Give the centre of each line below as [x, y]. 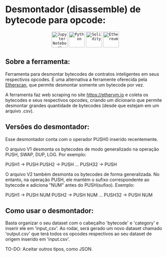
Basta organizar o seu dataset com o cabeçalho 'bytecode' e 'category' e [82, 223]
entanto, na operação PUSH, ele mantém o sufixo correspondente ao [77, 180]
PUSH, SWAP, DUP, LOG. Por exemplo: [46, 154]
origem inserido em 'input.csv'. [38, 239]
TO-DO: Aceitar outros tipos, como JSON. [49, 249]
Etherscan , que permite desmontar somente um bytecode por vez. [75, 84]
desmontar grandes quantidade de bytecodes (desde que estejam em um [82, 105]
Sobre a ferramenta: [38, 62]
